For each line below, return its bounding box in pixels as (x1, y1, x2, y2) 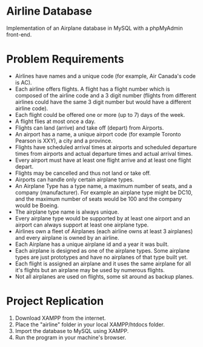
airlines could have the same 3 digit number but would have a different (15, 98, 191, 105)
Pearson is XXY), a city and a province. (15, 137, 113, 144)
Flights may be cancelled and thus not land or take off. (15, 169, 151, 177)
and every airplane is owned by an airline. (15, 234, 119, 241)
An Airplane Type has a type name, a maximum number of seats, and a (15, 182, 193, 189)
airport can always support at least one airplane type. (15, 221, 149, 228)
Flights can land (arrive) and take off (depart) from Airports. (15, 124, 164, 131)
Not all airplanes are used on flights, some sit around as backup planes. (15, 273, 194, 280)
